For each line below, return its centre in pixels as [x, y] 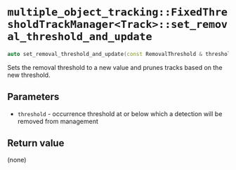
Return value [36, 143]
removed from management [58, 121]
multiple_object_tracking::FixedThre [118, 12]
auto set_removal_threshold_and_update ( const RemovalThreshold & [105, 54]
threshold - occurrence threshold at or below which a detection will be [120, 113]
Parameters [33, 97]
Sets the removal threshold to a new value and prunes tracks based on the [115, 67]
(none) [17, 160]
